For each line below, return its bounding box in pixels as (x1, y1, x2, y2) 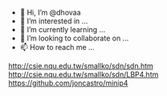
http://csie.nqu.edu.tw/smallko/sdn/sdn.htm (8, 61, 154, 70)
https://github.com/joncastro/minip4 (8, 78, 128, 88)
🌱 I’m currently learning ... (19, 25, 106, 34)
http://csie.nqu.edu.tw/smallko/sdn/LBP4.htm (8, 69, 159, 79)
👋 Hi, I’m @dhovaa (19, 8, 82, 17)
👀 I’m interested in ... (19, 16, 88, 26)
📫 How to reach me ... (19, 43, 95, 52)
